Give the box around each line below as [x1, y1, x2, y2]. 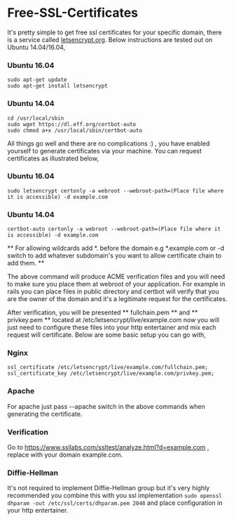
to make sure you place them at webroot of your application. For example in [7, 280, 226, 289]
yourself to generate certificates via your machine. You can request [7, 146, 202, 155]
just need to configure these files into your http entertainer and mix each [7, 324, 216, 332]
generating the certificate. [7, 410, 83, 418]
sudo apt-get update [7, 76, 68, 83]
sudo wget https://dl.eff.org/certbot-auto [7, 120, 137, 127]
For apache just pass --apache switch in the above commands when [7, 402, 205, 410]
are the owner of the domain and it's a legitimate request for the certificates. [7, 295, 228, 303]
